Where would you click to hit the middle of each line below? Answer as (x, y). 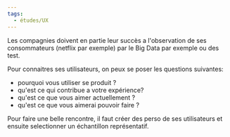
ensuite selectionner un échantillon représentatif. (78, 126)
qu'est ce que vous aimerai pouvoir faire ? (78, 105)
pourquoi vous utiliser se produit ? (67, 82)
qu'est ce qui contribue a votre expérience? (81, 90)
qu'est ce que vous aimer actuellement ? (76, 97)
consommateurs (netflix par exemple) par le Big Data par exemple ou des (113, 48)
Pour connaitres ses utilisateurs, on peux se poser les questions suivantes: (115, 69)
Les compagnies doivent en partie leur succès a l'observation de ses (107, 40)
